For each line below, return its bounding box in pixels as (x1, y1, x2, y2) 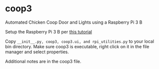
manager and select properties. (5, 49, 69, 55)
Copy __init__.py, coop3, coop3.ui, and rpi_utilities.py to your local (5, 38, 155, 44)
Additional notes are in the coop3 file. (5, 58, 81, 64)
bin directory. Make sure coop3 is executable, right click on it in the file (5, 43, 150, 49)
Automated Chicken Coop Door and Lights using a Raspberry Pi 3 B (5, 19, 142, 25)
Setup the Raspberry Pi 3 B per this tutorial (5, 29, 92, 34)
